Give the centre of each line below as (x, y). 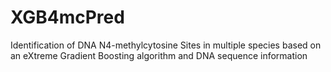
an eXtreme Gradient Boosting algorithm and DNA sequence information (159, 55)
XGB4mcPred (67, 17)
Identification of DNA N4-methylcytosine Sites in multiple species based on (166, 45)
